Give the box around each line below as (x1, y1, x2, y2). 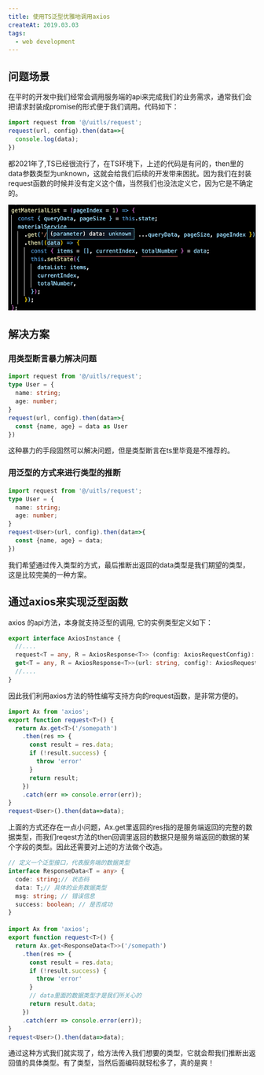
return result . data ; (28, 1000, 97, 1008)
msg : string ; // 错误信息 (15, 892, 96, 900)
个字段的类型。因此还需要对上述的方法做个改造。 (8, 842, 167, 852)
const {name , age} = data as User (15, 422, 128, 430)
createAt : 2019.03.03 (8, 20, 79, 29)
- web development (15, 38, 76, 46)
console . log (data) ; (15, 135, 79, 143)
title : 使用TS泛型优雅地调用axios (8, 13, 111, 20)
